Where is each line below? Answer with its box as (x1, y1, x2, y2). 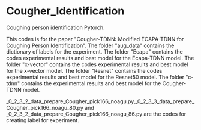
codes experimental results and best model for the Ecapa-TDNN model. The (6, 54, 194, 61)
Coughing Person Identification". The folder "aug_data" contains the (6, 42, 175, 49)
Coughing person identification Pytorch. (6, 24, 105, 31)
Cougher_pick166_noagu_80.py (6, 104, 84, 111)
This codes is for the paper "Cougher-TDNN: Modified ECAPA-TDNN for (6, 35, 184, 42)
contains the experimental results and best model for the (21, 79, 161, 87)
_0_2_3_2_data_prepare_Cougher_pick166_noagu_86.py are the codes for (6, 110, 187, 117)
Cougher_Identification (6, 4, 125, 18)
